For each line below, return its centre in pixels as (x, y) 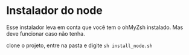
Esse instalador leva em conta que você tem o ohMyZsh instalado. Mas (95, 27)
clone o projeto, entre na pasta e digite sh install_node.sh (79, 45)
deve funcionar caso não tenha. (46, 33)
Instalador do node (54, 11)
